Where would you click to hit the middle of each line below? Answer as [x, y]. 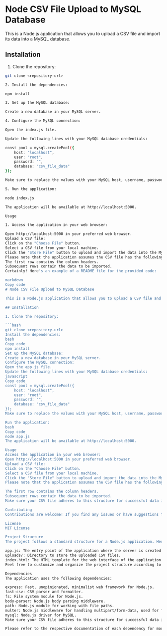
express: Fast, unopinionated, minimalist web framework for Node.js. [80, 587]
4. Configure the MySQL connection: [43, 121]
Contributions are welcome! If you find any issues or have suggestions [82, 514]
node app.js [17, 436]
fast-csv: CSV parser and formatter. [44, 592]
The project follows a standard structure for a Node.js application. [80, 542]
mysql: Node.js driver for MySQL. [41, 615]
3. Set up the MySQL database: [38, 103]
